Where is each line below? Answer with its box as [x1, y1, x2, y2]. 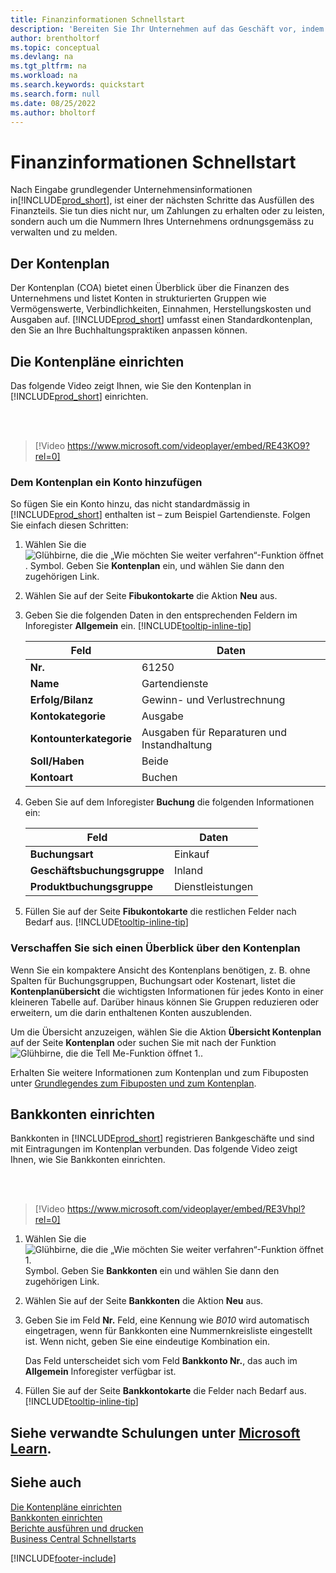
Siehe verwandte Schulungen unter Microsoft [10, 1424, 301, 1441]
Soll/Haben [29, 754, 85, 768]
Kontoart [29, 771, 74, 785]
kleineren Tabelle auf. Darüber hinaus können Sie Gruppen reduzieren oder [10, 996, 320, 1008]
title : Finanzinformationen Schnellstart [10, 14, 186, 25]
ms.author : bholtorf [10, 107, 97, 118]
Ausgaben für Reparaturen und [141, 726, 287, 740]
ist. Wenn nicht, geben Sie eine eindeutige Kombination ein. [24, 1336, 270, 1348]
